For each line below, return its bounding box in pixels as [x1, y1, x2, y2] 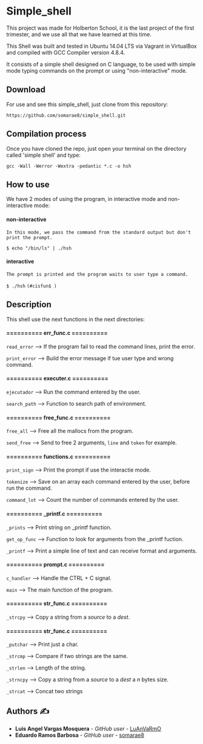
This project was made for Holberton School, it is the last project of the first [6, 24, 195, 31]
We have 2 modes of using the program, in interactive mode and [6, 196, 167, 203]
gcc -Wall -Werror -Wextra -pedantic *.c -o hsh [6, 163, 131, 169]
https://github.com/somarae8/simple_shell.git [6, 112, 126, 119]
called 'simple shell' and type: [6, 151, 81, 159]
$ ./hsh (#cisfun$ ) [6, 283, 57, 289]
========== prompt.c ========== [6, 561, 105, 568]
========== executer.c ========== [6, 375, 108, 382]
